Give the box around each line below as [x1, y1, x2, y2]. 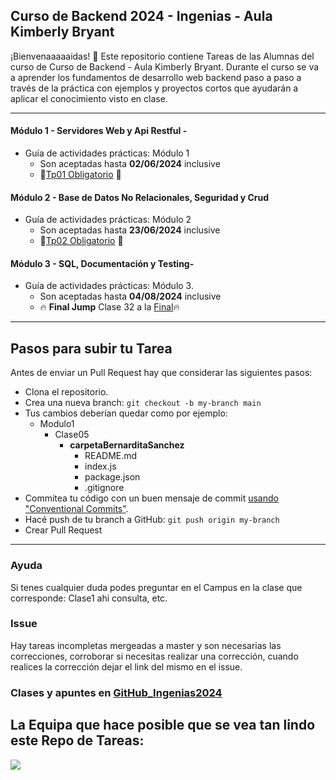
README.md [84, 450, 138, 462]
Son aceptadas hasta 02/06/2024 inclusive [39, 158, 221, 170]
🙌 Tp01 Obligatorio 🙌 [39, 169, 122, 181]
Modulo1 [39, 418, 75, 430]
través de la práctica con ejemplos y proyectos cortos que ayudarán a [10, 82, 299, 94]
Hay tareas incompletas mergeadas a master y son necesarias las [10, 639, 282, 651]
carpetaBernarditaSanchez [69, 439, 185, 451]
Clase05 [54, 429, 90, 441]
